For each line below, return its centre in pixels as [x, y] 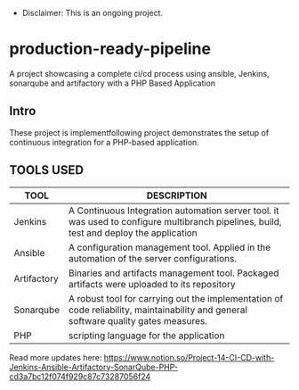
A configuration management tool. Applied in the [170, 247]
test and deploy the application [133, 233]
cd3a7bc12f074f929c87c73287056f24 [80, 376]
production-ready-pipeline [110, 49]
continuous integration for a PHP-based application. [105, 142]
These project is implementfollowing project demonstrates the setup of [139, 132]
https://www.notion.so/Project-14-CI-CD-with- [189, 357]
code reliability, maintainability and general [158, 310]
